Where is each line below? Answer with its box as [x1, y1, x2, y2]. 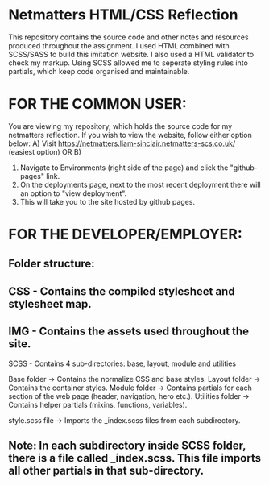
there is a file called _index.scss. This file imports [8, 451, 262, 465]
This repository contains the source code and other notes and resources [8, 32, 249, 42]
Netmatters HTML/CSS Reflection [8, 6, 238, 24]
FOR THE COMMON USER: [8, 95, 187, 114]
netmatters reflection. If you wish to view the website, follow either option [8, 130, 252, 139]
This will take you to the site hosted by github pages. [19, 197, 196, 206]
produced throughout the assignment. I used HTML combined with [8, 40, 230, 50]
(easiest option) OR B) [8, 147, 82, 156]
